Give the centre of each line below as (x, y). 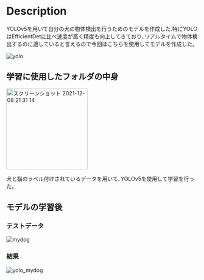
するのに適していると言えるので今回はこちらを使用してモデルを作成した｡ (103, 44)
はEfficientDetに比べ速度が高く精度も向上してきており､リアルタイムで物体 (100, 36)
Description (37, 11)
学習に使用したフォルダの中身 (62, 77)
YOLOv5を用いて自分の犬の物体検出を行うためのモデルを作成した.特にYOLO (102, 29)
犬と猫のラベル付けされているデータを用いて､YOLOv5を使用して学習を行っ (100, 179)
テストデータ (25, 226)
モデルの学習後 (34, 207)
